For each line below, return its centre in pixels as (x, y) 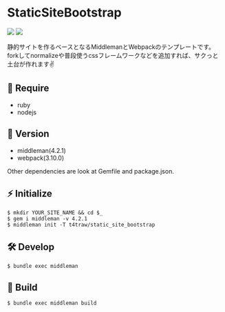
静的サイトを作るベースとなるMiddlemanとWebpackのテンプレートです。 (111, 47)
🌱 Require (28, 89)
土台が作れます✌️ (31, 64)
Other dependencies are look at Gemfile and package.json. (90, 171)
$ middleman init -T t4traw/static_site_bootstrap (81, 225)
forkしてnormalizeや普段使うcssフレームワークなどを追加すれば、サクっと (113, 55)
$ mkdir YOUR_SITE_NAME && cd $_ (55, 213)
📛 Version (28, 134)
